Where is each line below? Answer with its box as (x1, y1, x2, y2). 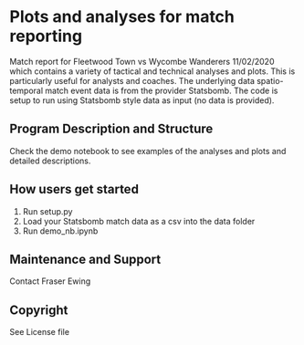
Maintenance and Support (9, 251, 162, 267)
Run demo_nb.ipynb (22, 225, 99, 236)
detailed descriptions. (9, 155, 91, 166)
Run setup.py (22, 205, 73, 216)
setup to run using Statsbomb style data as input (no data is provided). (9, 94, 275, 106)
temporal (9, 85, 44, 96)
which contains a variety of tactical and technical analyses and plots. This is (9, 66, 296, 77)
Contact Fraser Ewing (9, 276, 91, 287)
